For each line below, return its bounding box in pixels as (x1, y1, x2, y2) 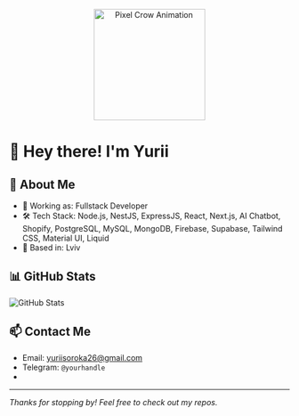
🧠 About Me (9, 176, 76, 192)
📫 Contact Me (9, 324, 92, 339)
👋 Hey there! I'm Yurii (9, 142, 169, 162)
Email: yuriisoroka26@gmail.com (21, 352, 143, 363)
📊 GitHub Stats (9, 269, 96, 284)
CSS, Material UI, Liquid (21, 232, 109, 243)
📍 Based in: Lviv (21, 242, 81, 253)
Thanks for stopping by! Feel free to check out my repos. (9, 396, 218, 407)
